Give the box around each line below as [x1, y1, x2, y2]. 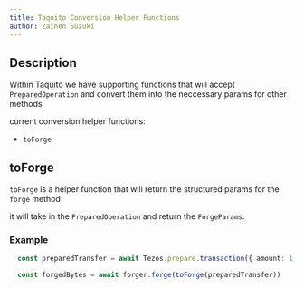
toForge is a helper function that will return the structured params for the [9, 184, 280, 195]
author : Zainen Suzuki [9, 22, 95, 31]
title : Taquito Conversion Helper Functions [9, 13, 180, 23]
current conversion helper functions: [9, 116, 147, 127]
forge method [9, 194, 61, 205]
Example [9, 234, 49, 246]
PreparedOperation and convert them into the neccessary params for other [9, 89, 288, 100]
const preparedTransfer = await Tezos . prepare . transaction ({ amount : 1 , [17, 254, 298, 264]
